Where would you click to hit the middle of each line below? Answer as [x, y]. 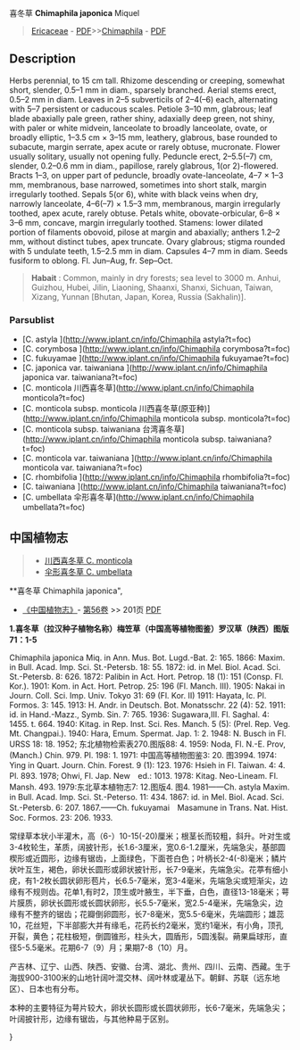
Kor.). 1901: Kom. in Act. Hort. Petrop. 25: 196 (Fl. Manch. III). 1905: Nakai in [147, 686]
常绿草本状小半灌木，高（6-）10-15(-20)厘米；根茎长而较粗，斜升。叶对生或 [150, 836]
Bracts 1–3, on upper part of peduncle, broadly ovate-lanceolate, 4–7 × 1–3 [146, 175]
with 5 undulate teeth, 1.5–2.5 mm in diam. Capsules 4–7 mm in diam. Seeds [149, 251]
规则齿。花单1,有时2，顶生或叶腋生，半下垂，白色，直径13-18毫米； [157, 891]
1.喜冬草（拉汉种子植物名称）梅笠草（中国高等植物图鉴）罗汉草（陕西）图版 [149, 628]
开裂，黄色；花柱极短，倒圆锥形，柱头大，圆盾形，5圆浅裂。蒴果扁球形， [145, 936]
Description [42, 59]
